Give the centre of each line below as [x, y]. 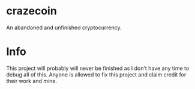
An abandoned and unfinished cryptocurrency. [64, 27]
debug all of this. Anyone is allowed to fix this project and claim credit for [96, 74]
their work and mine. [32, 81]
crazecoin [31, 11]
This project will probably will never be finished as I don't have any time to [98, 68]
